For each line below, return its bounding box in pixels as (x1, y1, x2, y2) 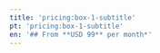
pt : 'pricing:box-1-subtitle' (9, 22, 125, 31)
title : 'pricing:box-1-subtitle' (9, 13, 136, 22)
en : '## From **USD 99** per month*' (9, 30, 153, 39)
